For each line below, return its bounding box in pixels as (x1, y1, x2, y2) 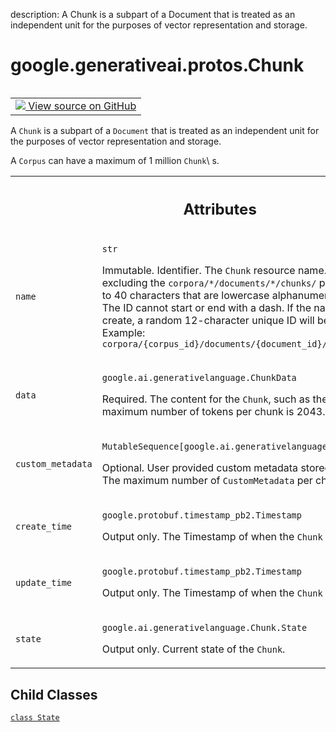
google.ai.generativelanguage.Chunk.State (101, 622, 308, 634)
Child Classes (10, 686, 98, 703)
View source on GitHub (28, 99, 137, 113)
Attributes (183, 199, 257, 219)
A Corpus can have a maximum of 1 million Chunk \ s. (10, 154, 220, 166)
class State (10, 713, 60, 723)
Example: (101, 326, 146, 340)
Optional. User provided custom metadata (101, 461, 299, 475)
